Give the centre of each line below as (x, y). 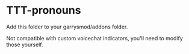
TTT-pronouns (44, 10)
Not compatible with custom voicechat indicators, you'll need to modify (95, 38)
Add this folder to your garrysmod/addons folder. (67, 27)
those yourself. (25, 45)
